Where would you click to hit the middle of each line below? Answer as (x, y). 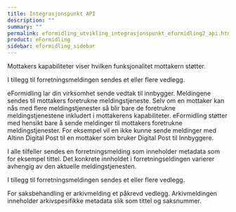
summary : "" (25, 27)
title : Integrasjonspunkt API (52, 14)
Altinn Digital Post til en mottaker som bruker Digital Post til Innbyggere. (111, 138)
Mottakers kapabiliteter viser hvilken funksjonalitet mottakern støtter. (106, 66)
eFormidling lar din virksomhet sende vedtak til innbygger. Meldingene (109, 93)
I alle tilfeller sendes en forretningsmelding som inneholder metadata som (114, 151)
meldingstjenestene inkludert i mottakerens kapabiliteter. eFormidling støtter (117, 115)
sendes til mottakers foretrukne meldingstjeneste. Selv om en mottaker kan (116, 101)
